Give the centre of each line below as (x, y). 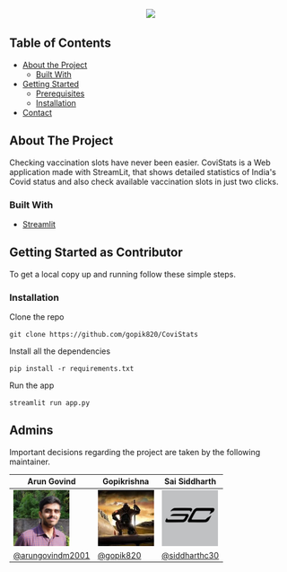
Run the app (32, 385)
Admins (31, 431)
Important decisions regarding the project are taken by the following (135, 452)
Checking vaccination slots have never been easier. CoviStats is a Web (140, 163)
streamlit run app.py (50, 403)
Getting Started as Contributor (96, 253)
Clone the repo (37, 317)
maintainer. (30, 462)
